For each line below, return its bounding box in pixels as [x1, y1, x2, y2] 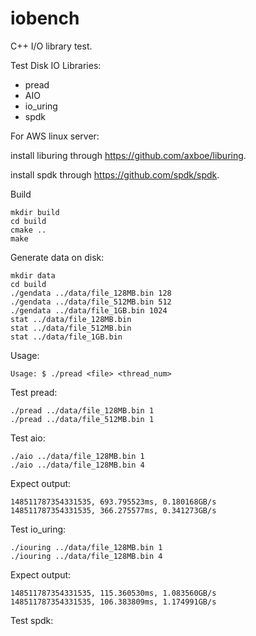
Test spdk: [10, 614, 54, 626]
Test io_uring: [10, 523, 67, 535]
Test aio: [10, 432, 46, 444]
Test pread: [10, 386, 58, 398]
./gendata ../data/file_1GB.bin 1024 [10, 305, 168, 316]
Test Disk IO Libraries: [10, 59, 102, 71]
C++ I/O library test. [10, 40, 93, 52]
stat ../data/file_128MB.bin [10, 314, 132, 324]
